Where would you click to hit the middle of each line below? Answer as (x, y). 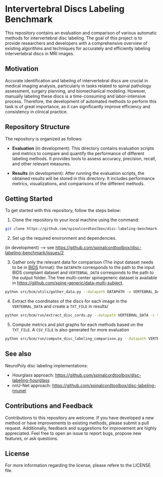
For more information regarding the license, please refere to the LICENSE (78, 465)
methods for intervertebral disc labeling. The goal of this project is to (73, 38)
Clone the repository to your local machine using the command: (76, 220)
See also (18, 354)
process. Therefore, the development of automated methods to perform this (81, 101)
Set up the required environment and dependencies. (64, 238)
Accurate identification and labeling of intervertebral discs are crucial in (76, 80)
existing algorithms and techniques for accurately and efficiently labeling (78, 48)
